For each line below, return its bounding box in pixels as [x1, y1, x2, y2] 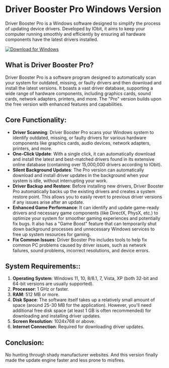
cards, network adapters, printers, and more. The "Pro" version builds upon [5, 96, 162, 102]
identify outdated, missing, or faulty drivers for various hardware [12, 134, 147, 141]
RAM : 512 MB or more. [12, 292, 60, 298]
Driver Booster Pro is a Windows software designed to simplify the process [5, 20, 161, 26]
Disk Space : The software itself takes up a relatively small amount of [12, 297, 155, 303]
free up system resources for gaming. [12, 231, 91, 237]
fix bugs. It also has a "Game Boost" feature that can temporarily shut [12, 220, 157, 226]
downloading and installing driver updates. [12, 313, 101, 319]
